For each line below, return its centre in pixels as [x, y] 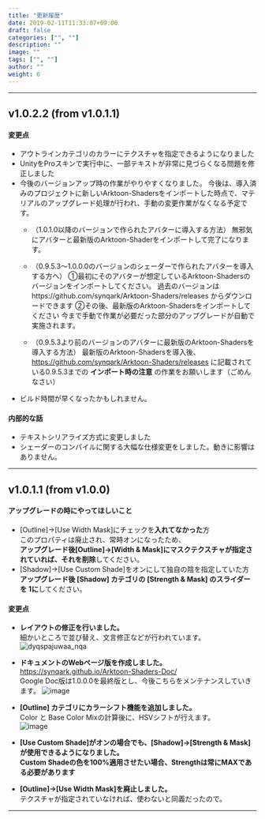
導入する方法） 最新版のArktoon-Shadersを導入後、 [116, 352]
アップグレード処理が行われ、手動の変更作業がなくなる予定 [144, 203]
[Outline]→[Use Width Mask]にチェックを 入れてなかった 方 [115, 530]
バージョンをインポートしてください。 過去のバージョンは [125, 286]
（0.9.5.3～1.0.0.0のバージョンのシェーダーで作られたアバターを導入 [142, 266]
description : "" [35, 45]
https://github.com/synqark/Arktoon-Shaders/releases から [128, 296]
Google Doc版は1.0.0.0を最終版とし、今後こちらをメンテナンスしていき [136, 681]
